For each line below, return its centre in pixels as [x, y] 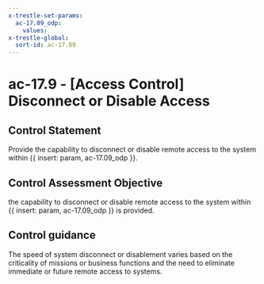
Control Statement [55, 130]
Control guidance [52, 235]
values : [35, 30]
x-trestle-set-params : [46, 15]
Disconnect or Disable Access [109, 101]
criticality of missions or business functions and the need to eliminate [122, 263]
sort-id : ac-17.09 [46, 45]
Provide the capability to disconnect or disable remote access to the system [132, 150]
